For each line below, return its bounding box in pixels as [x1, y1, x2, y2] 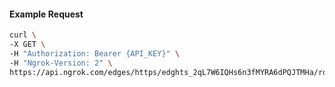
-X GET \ [9, 40, 46, 50]
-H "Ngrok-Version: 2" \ [9, 58, 113, 68]
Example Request [9, 8, 84, 20]
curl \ [9, 30, 37, 40]
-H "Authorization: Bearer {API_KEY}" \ [9, 48, 181, 59]
